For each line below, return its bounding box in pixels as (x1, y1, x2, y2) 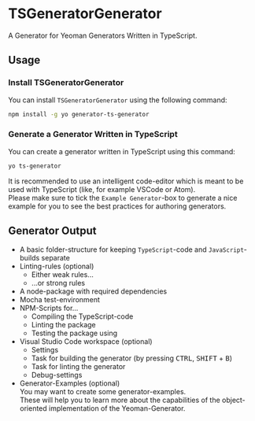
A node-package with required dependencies (19, 286, 168, 296)
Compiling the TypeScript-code (31, 312, 134, 321)
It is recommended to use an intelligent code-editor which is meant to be (8, 176, 244, 186)
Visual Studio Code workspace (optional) (19, 337, 153, 346)
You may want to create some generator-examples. (19, 387, 187, 397)
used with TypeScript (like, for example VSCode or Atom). (8, 184, 196, 194)
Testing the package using (31, 328, 118, 338)
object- (221, 395, 246, 405)
